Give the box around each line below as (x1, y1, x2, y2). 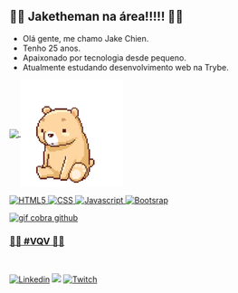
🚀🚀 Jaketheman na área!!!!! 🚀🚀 (9, 9, 184, 24)
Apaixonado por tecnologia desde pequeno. (22, 52, 187, 63)
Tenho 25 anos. (22, 43, 81, 53)
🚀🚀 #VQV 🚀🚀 (9, 234, 65, 247)
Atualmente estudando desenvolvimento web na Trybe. (22, 61, 229, 72)
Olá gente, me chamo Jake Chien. (22, 33, 149, 43)
